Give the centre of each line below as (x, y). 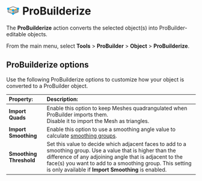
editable (16, 34)
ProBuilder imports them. (77, 114)
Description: (62, 99)
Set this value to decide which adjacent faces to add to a (116, 144)
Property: (21, 99)
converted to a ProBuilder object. (47, 86)
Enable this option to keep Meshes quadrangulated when (117, 108)
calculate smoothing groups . (82, 135)
